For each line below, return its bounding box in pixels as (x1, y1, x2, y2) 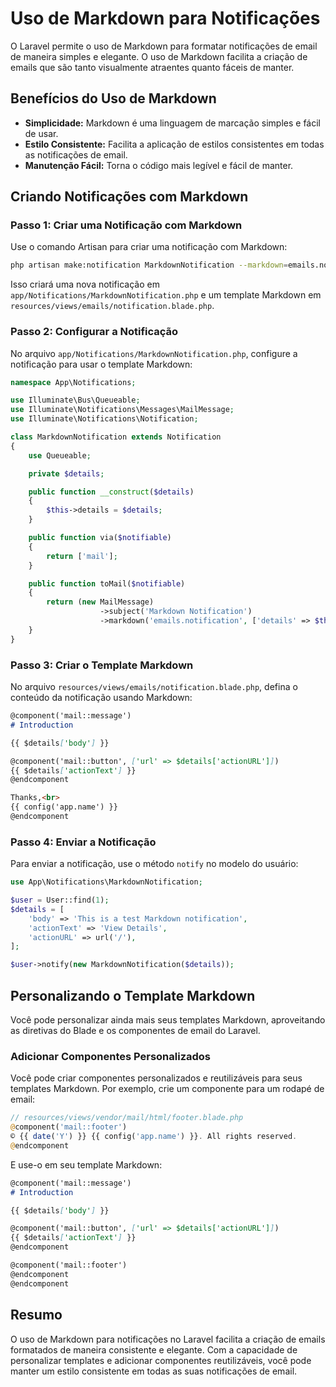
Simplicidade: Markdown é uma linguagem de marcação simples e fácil (24, 117, 321, 129)
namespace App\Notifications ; (10, 377, 137, 387)
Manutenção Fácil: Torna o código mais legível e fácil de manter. (24, 159, 294, 171)
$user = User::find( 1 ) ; (10, 895, 110, 906)
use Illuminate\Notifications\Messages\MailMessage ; (10, 405, 235, 415)
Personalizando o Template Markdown (10, 987, 256, 1004)
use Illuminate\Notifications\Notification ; (10, 414, 199, 424)
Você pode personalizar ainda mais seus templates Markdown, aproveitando (10, 1014, 326, 1026)
